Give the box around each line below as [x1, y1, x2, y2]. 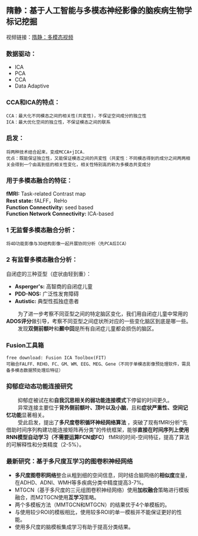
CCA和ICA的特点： [6, 98, 61, 106]
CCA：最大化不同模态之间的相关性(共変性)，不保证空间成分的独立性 [6, 113, 147, 119]
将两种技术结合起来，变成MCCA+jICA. [6, 149, 85, 155]
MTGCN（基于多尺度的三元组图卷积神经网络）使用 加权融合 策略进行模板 [14, 486, 190, 493]
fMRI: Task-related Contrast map [6, 190, 86, 197]
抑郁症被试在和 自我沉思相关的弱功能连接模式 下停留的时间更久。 [17, 397, 173, 404]
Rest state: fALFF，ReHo [6, 197, 68, 204]
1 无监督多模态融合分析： [6, 226, 77, 234]
